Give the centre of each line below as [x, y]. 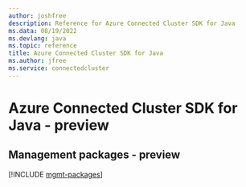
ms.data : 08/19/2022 [43, 31]
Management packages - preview [94, 155]
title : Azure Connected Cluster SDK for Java [86, 53]
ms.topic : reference [43, 46]
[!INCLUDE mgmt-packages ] [55, 174]
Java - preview [59, 125]
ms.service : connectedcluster [59, 69]
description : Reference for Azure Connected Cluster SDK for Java [122, 23]
